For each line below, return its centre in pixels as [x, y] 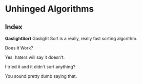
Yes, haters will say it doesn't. [35, 57]
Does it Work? [19, 48]
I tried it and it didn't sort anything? [40, 67]
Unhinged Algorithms [50, 9]
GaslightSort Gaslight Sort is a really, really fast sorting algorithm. [71, 38]
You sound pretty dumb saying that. [41, 76]
